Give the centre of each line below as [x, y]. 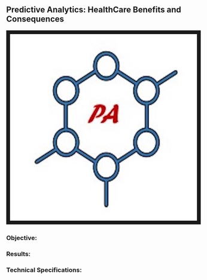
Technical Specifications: [44, 270]
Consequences [35, 19]
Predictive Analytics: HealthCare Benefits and [94, 10]
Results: [19, 254]
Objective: [22, 238]
